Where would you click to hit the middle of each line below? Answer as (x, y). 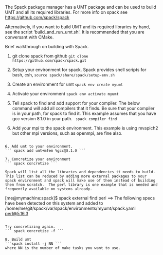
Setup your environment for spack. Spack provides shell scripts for (79, 70)
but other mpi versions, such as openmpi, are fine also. (67, 133)
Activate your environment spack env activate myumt (65, 94)
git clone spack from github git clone (50, 56)
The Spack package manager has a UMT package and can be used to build (81, 7)
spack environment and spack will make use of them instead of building (80, 181)
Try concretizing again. (30, 227)
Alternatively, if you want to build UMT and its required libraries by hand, (78, 27)
